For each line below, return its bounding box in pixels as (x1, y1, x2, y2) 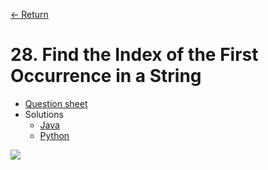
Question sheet (24, 97, 88, 109)
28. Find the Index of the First (10, 44, 259, 66)
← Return (10, 9, 49, 20)
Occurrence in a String (10, 65, 202, 88)
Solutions (24, 108, 64, 120)
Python (39, 129, 70, 141)
